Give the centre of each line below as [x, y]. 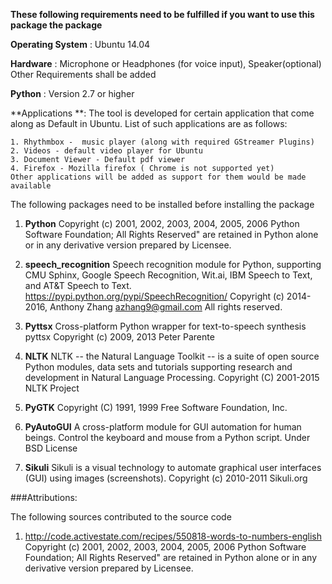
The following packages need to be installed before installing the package [162, 204]
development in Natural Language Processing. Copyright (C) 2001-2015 [172, 377]
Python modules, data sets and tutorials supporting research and [158, 367]
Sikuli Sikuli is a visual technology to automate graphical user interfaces [173, 467]
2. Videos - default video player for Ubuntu [106, 151]
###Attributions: [44, 497]
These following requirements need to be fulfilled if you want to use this [162, 14]
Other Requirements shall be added [83, 74]
